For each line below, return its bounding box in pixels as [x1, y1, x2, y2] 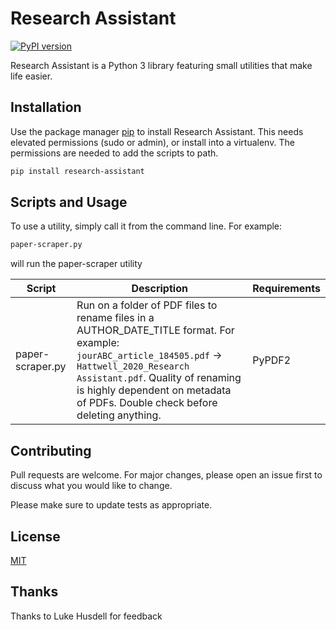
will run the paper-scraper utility [10, 258, 143, 270]
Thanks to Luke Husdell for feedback [10, 610, 163, 622]
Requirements [252, 282, 321, 296]
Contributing [10, 442, 92, 459]
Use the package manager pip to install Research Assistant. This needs [10, 125, 304, 137]
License [10, 528, 61, 545]
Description [131, 282, 188, 296]
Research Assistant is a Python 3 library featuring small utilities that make [10, 59, 313, 71]
